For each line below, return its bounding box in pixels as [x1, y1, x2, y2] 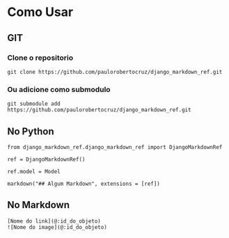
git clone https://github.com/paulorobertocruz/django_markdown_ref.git [7, 68, 223, 75]
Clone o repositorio [7, 53, 74, 63]
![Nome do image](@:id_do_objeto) [7, 223, 108, 230]
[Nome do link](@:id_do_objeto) [7, 217, 101, 225]
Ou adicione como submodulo [7, 84, 111, 94]
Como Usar [7, 4, 74, 20]
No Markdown [7, 199, 70, 211]
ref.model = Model [7, 168, 61, 175]
